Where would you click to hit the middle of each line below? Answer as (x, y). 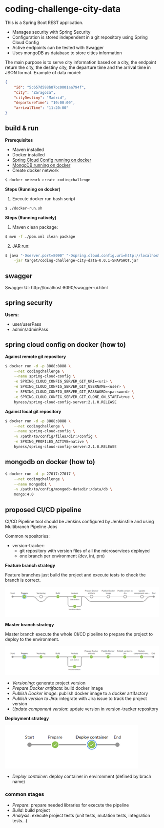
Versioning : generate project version (49, 683)
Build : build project (31, 810)
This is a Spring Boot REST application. (44, 22)
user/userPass (27, 324)
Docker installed (29, 154)
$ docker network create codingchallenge (48, 180)
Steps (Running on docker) (33, 189)
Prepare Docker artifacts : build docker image (58, 688)
